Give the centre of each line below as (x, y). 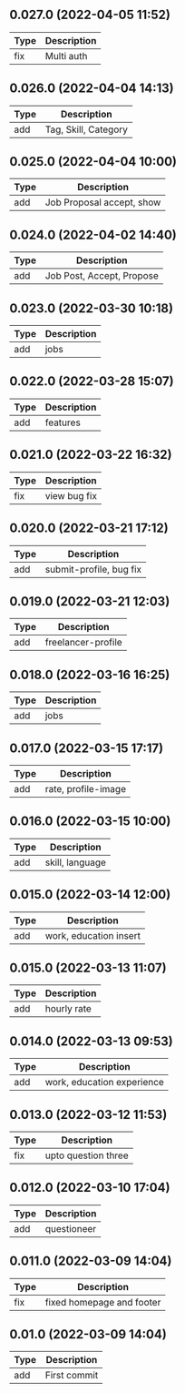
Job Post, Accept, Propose (102, 276)
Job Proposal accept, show (103, 202)
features (63, 422)
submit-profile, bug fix (93, 569)
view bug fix (71, 495)
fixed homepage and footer (103, 1302)
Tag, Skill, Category (87, 129)
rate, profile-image (86, 788)
